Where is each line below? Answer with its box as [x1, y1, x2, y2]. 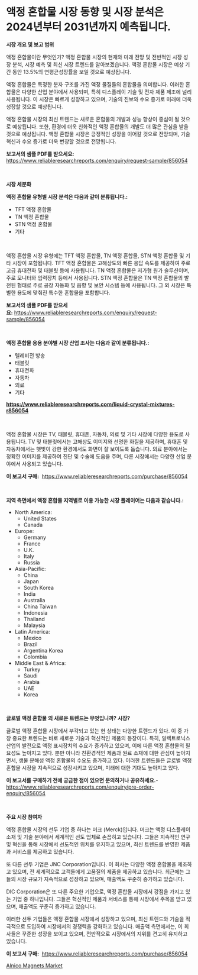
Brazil [23, 640, 38, 648]
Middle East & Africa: [14, 659, 66, 666]
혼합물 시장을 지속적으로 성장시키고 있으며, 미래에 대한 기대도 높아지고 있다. [6, 764, 180, 771]
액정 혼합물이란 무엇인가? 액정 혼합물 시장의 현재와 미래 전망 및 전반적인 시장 [6, 53, 182, 60]
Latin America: [14, 628, 50, 635]
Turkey [23, 666, 41, 673]
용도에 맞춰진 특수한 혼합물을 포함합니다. [17, 289, 111, 296]
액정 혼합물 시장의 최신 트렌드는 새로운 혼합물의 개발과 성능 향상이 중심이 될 [6, 115, 180, 122]
